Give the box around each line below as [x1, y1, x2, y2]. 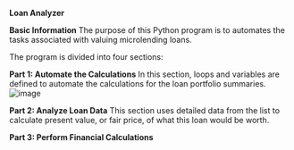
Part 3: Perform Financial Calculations [9, 132, 154, 142]
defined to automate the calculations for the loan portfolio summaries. [9, 79, 266, 88]
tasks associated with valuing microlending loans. [9, 35, 192, 45]
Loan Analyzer [9, 8, 65, 18]
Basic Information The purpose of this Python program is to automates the [9, 25, 286, 35]
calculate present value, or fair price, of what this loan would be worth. [9, 115, 270, 125]
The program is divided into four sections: [9, 52, 164, 62]
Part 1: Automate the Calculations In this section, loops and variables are [9, 69, 280, 79]
